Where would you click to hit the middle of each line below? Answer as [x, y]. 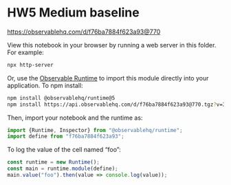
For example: [26, 52]
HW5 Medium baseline [73, 13]
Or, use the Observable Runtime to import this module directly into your [108, 78]
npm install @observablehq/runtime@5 [61, 98]
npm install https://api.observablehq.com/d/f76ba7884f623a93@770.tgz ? [112, 105]
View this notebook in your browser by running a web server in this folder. [112, 45]
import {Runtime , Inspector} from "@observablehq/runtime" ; [95, 130]
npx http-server [30, 65]
